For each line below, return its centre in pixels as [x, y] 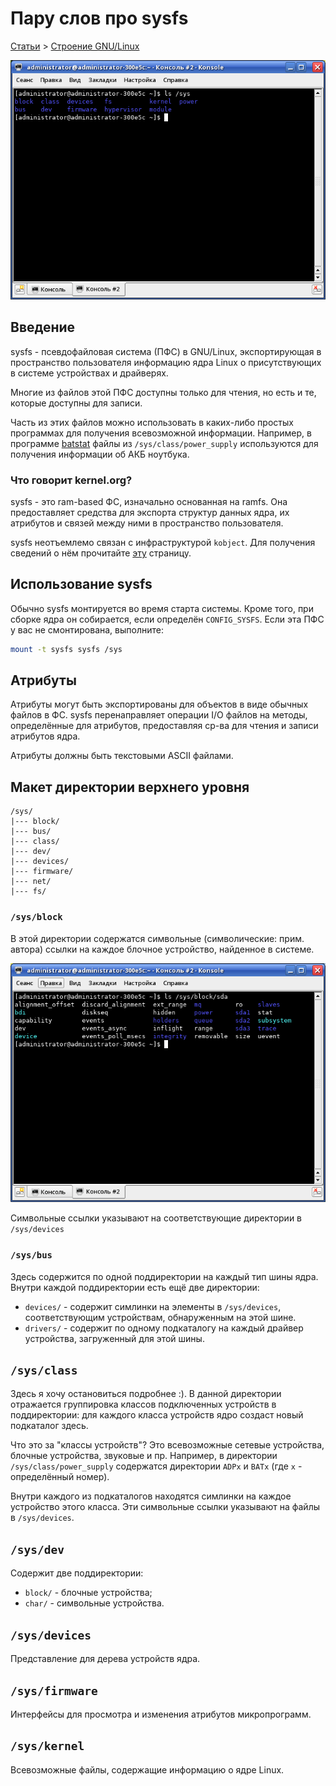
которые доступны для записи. [76, 403]
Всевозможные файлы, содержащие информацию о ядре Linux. [147, 1769]
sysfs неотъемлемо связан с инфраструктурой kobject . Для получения [163, 542]
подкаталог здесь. [49, 1426]
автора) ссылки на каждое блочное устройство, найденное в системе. [162, 949]
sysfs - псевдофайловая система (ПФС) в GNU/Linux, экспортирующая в [166, 351]
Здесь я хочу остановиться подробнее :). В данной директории [146, 1394]
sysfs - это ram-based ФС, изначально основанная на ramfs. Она [149, 501]
